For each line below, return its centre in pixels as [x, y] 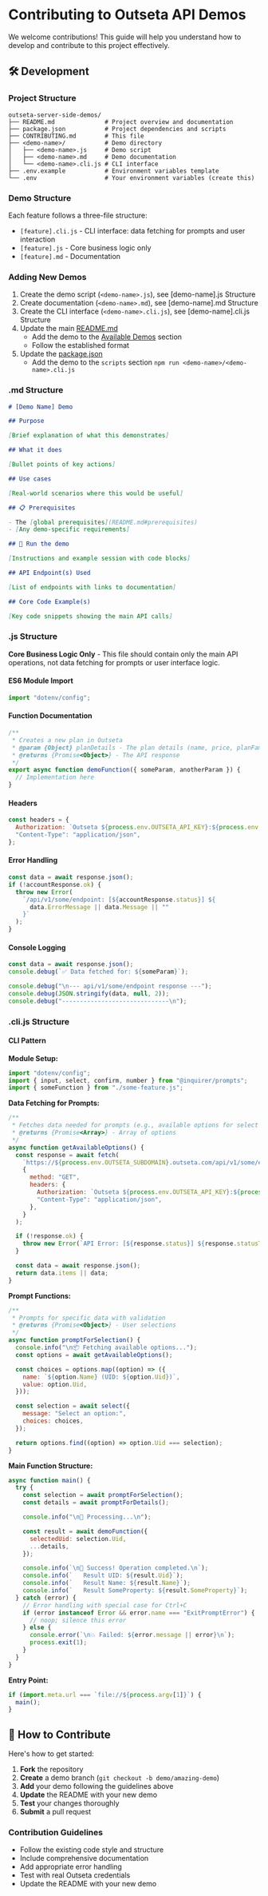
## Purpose [26, 421]
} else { [37, 1628]
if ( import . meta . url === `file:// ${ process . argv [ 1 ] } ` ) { [105, 1694]
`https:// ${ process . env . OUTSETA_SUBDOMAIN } [96, 1162]
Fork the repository [51, 1770]
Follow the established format [81, 345]
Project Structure [42, 98]
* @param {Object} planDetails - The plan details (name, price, [122, 748]
